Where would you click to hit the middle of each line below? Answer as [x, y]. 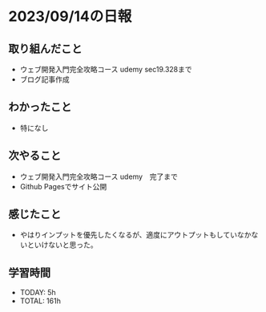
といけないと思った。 [62, 245]
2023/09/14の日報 [70, 16]
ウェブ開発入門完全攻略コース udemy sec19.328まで [106, 69]
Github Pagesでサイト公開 [63, 186]
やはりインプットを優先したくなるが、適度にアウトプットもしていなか [135, 235]
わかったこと [40, 107]
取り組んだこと [45, 49]
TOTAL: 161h [40, 301]
